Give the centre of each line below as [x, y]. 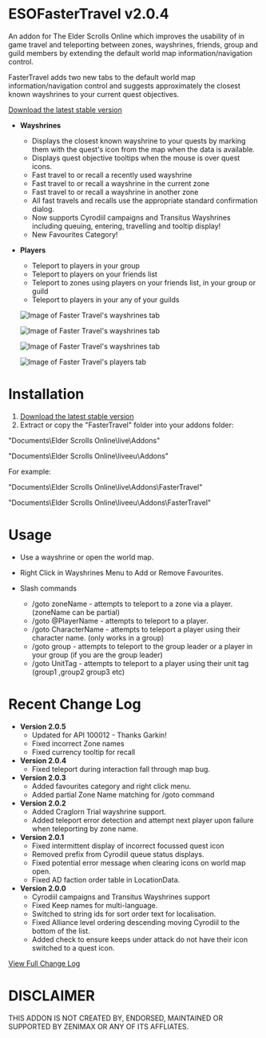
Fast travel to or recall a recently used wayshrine [112, 175]
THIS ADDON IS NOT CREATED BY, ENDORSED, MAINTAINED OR [116, 1018]
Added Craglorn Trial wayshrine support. [99, 811]
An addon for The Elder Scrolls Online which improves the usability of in [127, 36]
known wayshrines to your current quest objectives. [94, 94]
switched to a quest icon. [73, 947]
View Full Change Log [44, 963]
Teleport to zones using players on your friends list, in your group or [144, 282]
